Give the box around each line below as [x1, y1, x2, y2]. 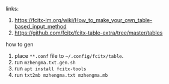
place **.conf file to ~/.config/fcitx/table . [14, 52, 124, 59]
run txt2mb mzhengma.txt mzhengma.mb [14, 71, 108, 78]
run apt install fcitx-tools [14, 65, 87, 72]
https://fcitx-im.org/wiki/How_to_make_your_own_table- [14, 17, 153, 23]
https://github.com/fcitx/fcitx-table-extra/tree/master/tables [14, 29, 163, 36]
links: [5, 5, 19, 12]
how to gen [5, 41, 34, 48]
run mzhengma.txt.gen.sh [14, 59, 76, 66]
